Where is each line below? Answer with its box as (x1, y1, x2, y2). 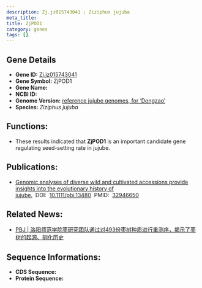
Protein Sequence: (15, 274, 64, 282)
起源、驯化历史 (26, 234, 64, 241)
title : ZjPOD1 (6, 20, 43, 26)
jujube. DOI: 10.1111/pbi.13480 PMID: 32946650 (15, 191, 139, 198)
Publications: (6, 162, 58, 173)
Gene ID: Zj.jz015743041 (15, 71, 77, 78)
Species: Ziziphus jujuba (15, 103, 78, 111)
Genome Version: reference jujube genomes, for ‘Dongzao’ (15, 96, 166, 104)
